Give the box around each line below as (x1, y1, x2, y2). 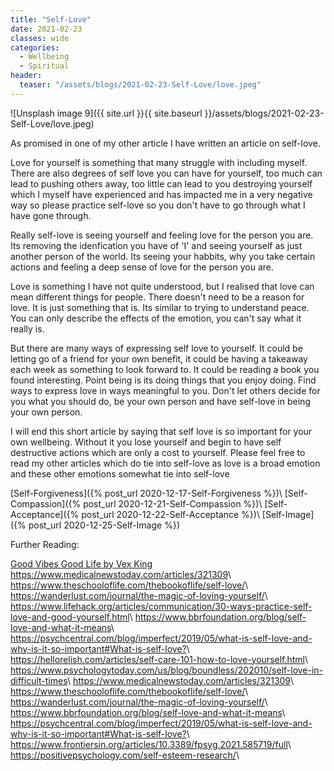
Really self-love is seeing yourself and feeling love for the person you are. (10, 229, 314, 241)
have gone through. (10, 209, 92, 221)
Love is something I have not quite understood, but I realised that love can (10, 280, 315, 292)
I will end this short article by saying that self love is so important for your (10, 425, 313, 437)
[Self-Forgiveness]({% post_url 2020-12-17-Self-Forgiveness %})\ (10, 487, 283, 499)
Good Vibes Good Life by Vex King (10, 557, 153, 570)
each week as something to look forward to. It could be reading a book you (10, 363, 320, 375)
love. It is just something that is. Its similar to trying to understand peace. (10, 301, 310, 313)
